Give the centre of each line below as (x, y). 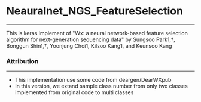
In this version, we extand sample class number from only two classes (101, 86)
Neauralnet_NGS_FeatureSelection (95, 11)
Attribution (22, 61)
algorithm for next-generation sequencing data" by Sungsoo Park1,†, (91, 39)
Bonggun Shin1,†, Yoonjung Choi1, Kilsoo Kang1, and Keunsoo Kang (89, 45)
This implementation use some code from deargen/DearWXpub (93, 80)
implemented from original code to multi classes (74, 92)
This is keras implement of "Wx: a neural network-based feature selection (97, 33)
